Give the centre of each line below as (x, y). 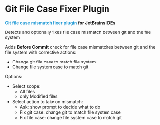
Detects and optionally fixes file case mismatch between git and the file (78, 32)
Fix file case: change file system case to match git (71, 117)
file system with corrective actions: (41, 52)
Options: (14, 76)
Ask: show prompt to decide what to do (60, 107)
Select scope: (26, 86)
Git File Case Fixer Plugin (57, 9)
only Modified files (39, 96)
